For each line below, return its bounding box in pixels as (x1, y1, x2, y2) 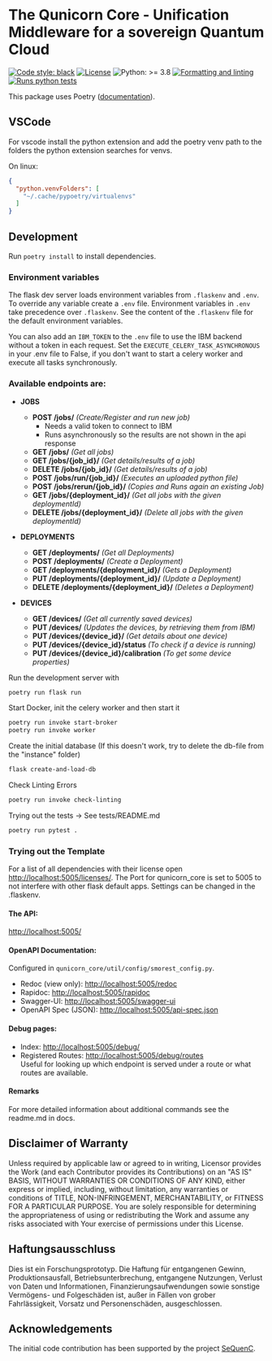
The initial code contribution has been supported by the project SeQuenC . (8, 1344, 256, 1354)
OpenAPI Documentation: (8, 945, 97, 955)
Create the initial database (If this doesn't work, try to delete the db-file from (8, 741, 264, 751)
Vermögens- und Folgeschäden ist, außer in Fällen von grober (8, 1289, 217, 1299)
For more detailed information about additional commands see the (8, 1104, 230, 1114)
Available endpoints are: (8, 378, 107, 390)
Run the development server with (8, 673, 119, 683)
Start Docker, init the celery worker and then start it (8, 703, 180, 713)
